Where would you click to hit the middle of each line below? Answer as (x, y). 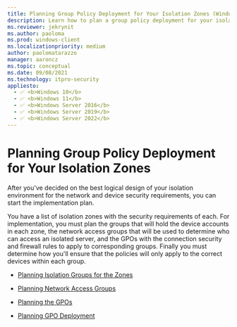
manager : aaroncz (33, 60)
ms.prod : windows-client (44, 40)
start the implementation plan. (51, 203)
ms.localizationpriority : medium (56, 46)
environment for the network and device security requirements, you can (112, 195)
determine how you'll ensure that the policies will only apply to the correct (115, 253)
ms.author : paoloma (36, 33)
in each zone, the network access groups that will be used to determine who (119, 231)
